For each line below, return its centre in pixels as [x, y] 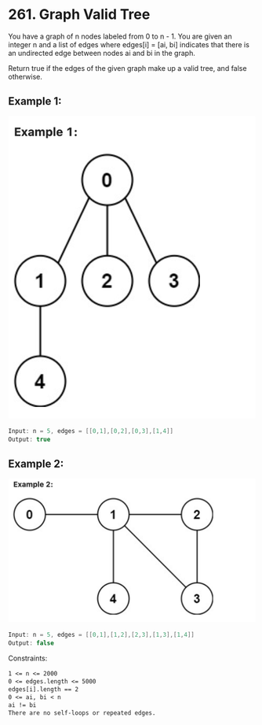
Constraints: [28, 658]
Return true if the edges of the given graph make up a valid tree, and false [127, 68]
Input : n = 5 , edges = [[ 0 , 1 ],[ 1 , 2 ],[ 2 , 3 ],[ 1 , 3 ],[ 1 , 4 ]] [101, 634]
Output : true [29, 439]
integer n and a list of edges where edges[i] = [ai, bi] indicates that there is [129, 44]
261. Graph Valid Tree [79, 15]
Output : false [31, 643]
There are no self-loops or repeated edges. [82, 713]
